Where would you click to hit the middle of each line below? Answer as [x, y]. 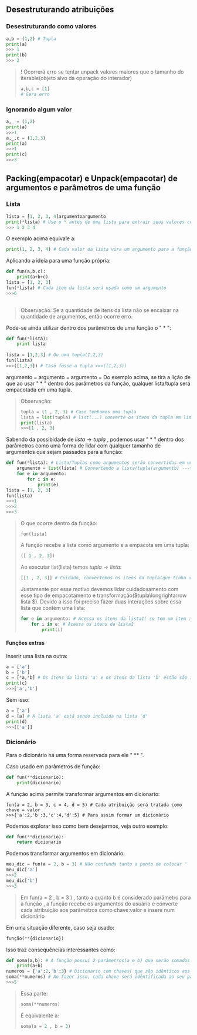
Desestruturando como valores [51, 26]
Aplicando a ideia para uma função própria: [58, 261]
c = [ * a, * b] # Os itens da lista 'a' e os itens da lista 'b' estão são [97, 678]
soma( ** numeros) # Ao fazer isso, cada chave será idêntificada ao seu [95, 977]
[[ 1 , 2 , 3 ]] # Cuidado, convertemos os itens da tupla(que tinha [103, 578]
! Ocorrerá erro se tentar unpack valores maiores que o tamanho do [102, 72]
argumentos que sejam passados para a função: [64, 452]
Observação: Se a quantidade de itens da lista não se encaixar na [99, 310]
